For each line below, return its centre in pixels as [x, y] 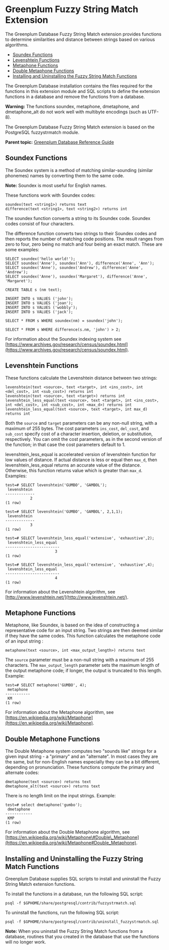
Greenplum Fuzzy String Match [72, 9]
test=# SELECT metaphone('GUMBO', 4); [46, 685]
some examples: [22, 249]
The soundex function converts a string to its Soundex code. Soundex [78, 218]
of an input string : [24, 641]
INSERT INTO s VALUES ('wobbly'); [42, 307]
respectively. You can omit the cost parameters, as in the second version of [84, 439]
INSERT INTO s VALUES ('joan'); [39, 303]
